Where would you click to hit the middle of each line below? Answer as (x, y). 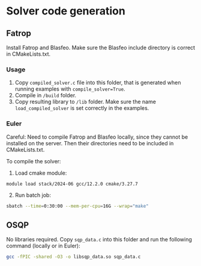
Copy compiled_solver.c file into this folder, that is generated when (98, 83)
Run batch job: (33, 195)
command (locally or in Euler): (43, 246)
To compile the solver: (34, 161)
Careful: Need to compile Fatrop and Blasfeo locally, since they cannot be (97, 137)
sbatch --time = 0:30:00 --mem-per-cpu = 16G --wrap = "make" (77, 206)
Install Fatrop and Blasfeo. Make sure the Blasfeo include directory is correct (101, 47)
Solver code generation (66, 11)
